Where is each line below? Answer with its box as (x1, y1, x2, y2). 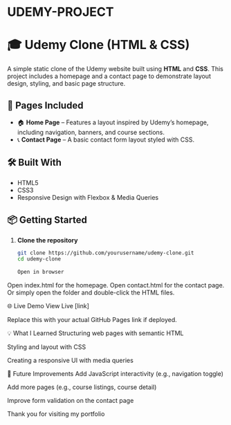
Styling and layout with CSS (7, 343, 86, 351)
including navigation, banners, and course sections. (17, 128, 165, 136)
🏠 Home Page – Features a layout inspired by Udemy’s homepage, (17, 118, 209, 126)
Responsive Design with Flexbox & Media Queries (17, 193, 159, 201)
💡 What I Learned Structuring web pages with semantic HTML (7, 329, 184, 337)
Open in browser (17, 269, 64, 276)
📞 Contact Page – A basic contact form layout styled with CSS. (17, 135, 195, 144)
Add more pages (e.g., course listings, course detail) (7, 383, 157, 391)
